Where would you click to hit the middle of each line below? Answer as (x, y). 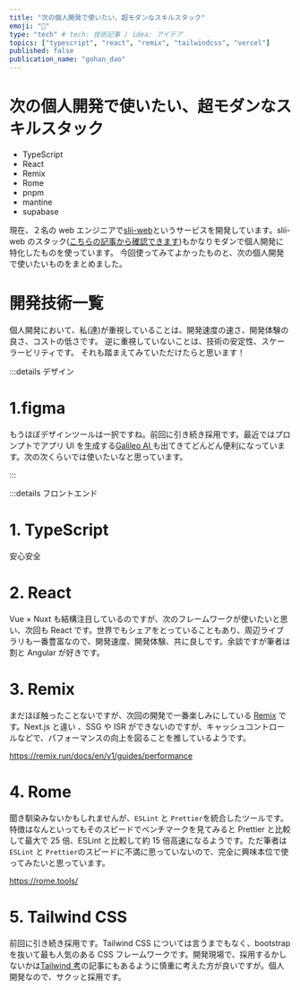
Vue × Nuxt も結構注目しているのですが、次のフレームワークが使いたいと (145, 618)
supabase (41, 211)
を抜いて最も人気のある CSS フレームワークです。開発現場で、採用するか (144, 954)
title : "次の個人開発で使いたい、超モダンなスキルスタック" (107, 18)
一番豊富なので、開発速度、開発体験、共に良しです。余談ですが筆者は (162, 641)
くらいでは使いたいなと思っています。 (118, 456)
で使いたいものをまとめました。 (68, 263)
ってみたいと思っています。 (60, 863)
